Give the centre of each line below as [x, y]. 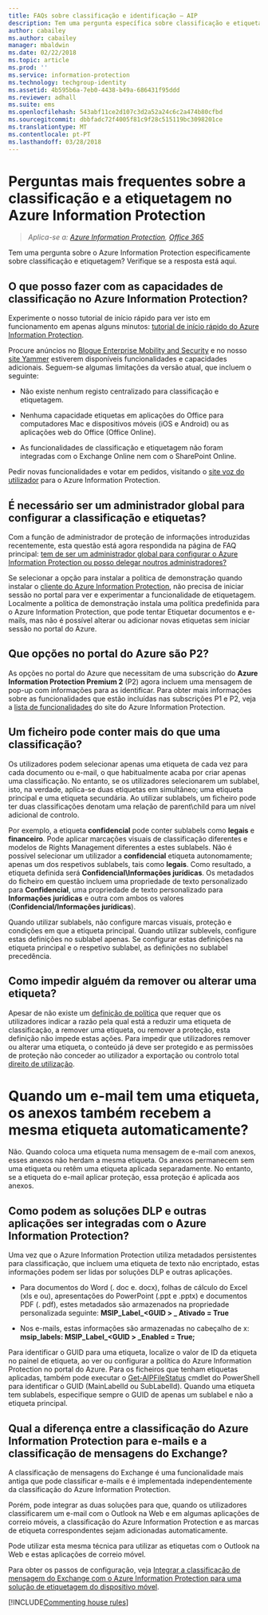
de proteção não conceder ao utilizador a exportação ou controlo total [124, 1055]
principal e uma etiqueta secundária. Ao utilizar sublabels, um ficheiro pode [132, 798]
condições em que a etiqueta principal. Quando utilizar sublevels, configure [132, 930]
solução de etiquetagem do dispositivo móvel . [84, 1587]
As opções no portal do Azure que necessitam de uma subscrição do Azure [133, 673]
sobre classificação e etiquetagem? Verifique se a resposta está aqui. [122, 261]
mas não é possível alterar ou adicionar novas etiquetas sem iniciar [140, 620]
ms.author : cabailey [43, 38]
